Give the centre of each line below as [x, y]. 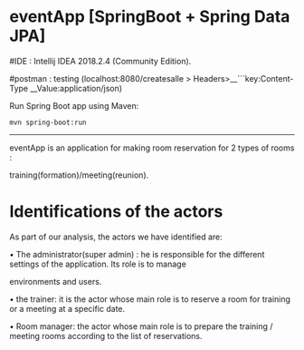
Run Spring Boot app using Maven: [74, 105]
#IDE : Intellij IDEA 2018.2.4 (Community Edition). [100, 61]
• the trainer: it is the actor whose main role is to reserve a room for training [150, 299]
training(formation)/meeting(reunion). [79, 175]
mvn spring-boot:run [48, 122]
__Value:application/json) [76, 88]
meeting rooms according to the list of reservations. [106, 335]
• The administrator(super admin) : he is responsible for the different [137, 254]
